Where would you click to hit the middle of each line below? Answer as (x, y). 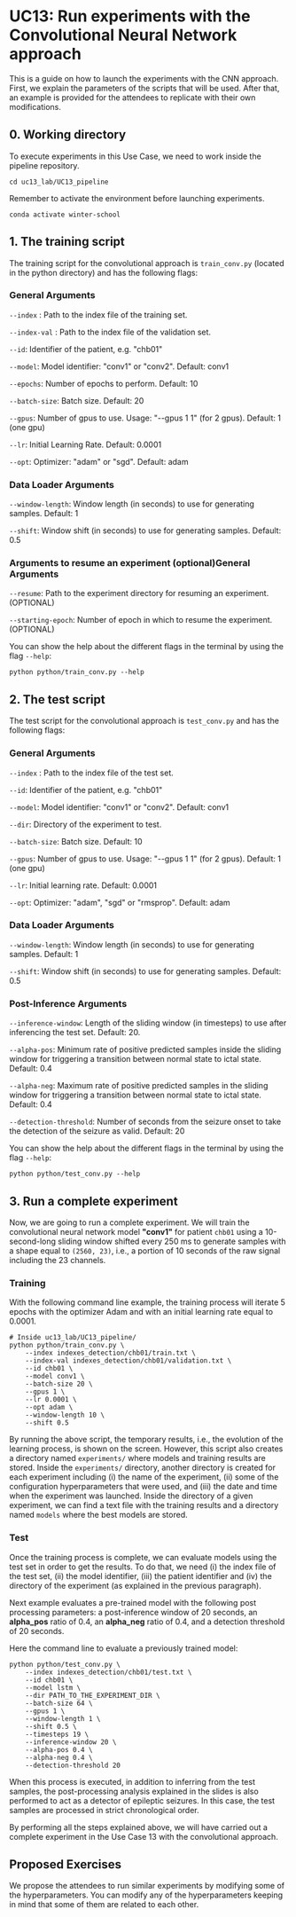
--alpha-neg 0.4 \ (59, 1757)
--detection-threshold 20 (73, 1765)
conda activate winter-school (65, 215)
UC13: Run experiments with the (130, 16)
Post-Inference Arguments (68, 1003)
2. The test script (57, 699)
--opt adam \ (49, 1408)
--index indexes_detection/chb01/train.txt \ (111, 1353)
